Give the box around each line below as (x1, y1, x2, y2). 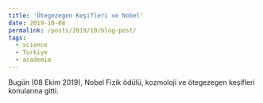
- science (15, 41, 48, 49)
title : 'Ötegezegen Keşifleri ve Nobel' (8, 11, 145, 20)
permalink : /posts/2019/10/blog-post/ (8, 26, 137, 34)
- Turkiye (15, 48, 48, 56)
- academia (15, 56, 52, 64)
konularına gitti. (8, 86, 59, 95)
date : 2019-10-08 (8, 19, 66, 27)
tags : (8, 33, 26, 42)
